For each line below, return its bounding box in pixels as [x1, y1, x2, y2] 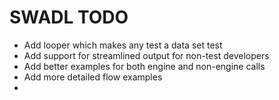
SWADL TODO [9, 6, 129, 29]
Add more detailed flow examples [23, 71, 163, 83]
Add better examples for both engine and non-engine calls [23, 60, 266, 72]
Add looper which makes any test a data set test [23, 39, 223, 51]
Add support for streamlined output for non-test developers [23, 49, 270, 61]
